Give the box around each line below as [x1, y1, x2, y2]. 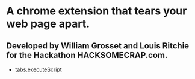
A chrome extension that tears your [6, 4, 187, 18]
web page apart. [6, 17, 90, 31]
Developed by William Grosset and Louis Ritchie [6, 41, 190, 51]
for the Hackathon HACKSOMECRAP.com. [6, 50, 168, 60]
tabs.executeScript [14, 66, 62, 73]
